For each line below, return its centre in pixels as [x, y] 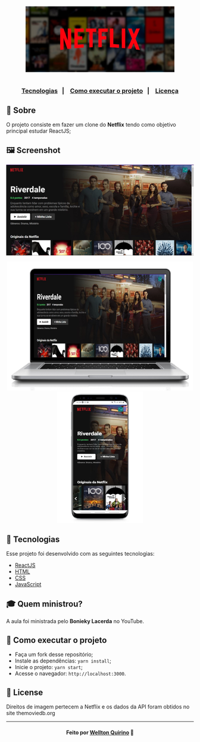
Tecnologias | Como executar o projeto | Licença [100, 91]
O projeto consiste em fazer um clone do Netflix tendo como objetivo [91, 125]
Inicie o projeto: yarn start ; [49, 667]
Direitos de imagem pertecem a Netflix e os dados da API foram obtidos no [98, 706]
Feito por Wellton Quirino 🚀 [100, 732]
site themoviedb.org [31, 713]
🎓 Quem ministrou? [45, 604]
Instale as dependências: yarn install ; [63, 661]
